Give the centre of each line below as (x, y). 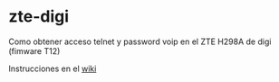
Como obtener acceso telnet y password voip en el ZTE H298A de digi (140, 41)
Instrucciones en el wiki (53, 68)
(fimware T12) (34, 50)
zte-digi (39, 17)
